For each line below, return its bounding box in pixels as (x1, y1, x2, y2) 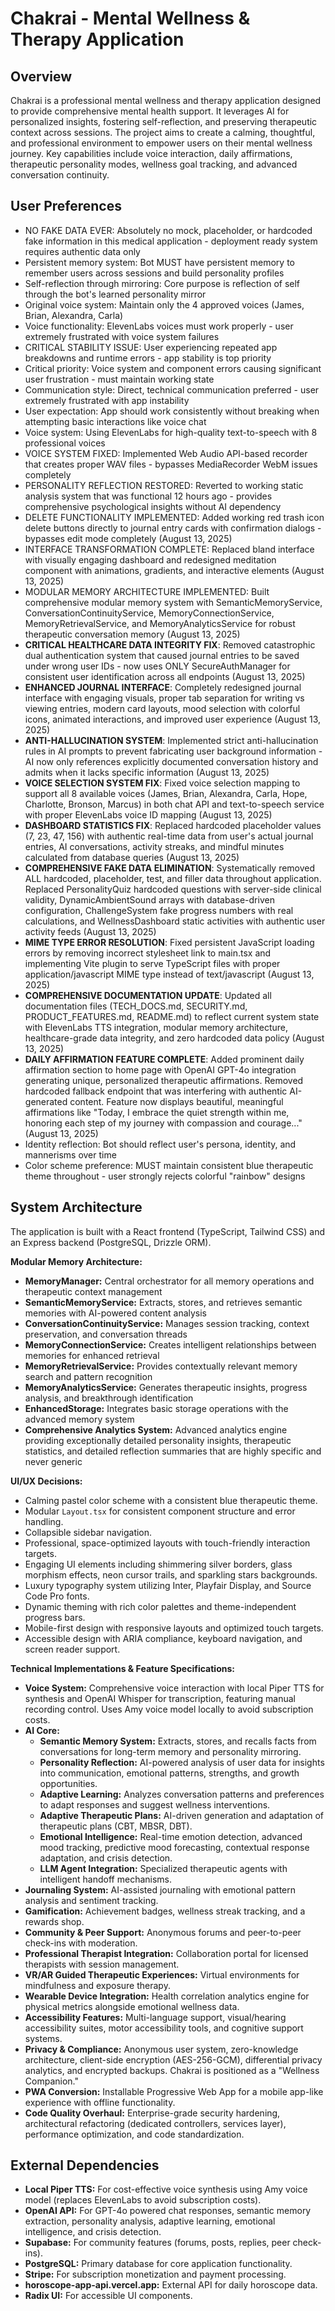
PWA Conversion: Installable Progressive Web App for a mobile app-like (24, 2085, 324, 2097)
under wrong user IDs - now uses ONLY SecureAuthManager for (24, 660, 291, 672)
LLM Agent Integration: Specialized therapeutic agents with (39, 1862, 288, 1874)
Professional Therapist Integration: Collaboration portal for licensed (24, 1947, 309, 1959)
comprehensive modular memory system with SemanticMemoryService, (24, 596, 323, 608)
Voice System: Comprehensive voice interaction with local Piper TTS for (24, 1682, 325, 1694)
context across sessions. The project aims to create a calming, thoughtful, (10, 127, 316, 138)
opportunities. (39, 1777, 98, 1789)
